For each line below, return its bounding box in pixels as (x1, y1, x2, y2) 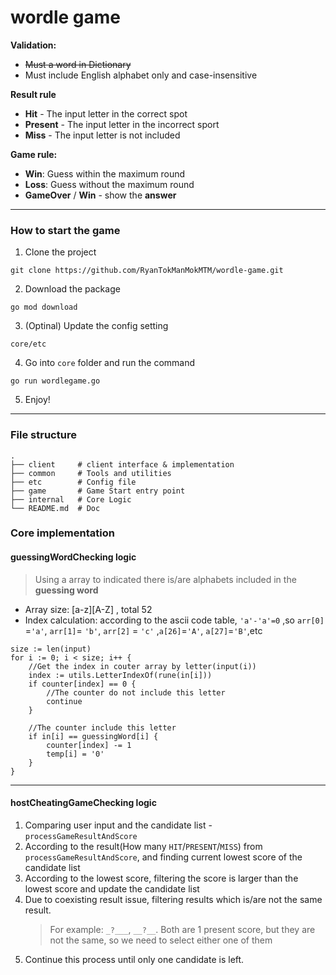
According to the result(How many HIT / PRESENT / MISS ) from (24, 840, 263, 852)
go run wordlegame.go (10, 376, 101, 386)
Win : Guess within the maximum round (24, 167, 186, 180)
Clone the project (24, 246, 97, 258)
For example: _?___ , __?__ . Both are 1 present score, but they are (49, 923, 316, 935)
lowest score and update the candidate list (24, 882, 200, 895)
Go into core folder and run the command (24, 357, 196, 369)
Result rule (10, 88, 57, 100)
